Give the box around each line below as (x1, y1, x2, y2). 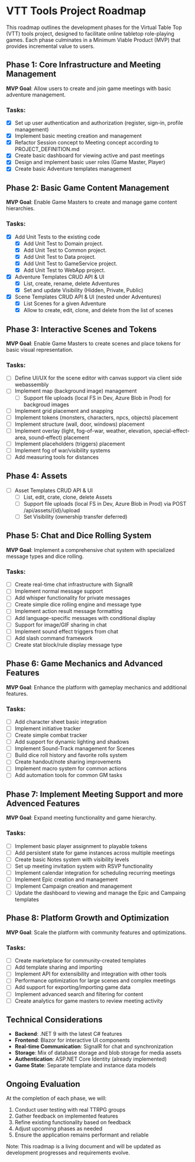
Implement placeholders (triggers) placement (14, 440, 125, 447)
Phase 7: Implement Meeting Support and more (6, 789, 183, 799)
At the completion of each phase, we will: (6, 1094, 107, 1102)
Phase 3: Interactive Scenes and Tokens (6, 324, 157, 334)
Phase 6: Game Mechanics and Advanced (6, 659, 163, 669)
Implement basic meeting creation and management (14, 132, 142, 140)
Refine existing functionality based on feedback (14, 1119, 131, 1126)
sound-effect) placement (28, 434, 90, 441)
